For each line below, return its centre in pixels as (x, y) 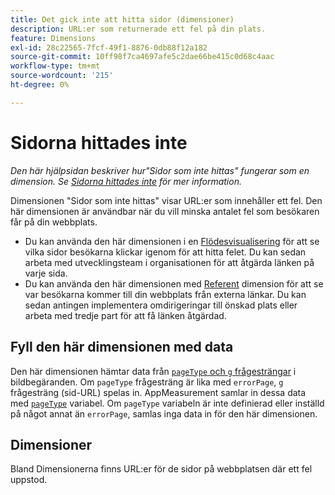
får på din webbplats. (54, 222)
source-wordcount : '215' (62, 76)
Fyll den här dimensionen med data (122, 347)
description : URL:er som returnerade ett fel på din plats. (138, 29)
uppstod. (29, 480)
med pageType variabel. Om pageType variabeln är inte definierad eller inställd (167, 403)
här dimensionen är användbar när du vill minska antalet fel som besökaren (165, 211)
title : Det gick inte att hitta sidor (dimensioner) (122, 19)
